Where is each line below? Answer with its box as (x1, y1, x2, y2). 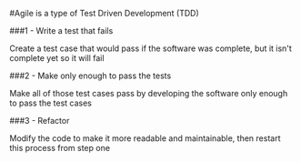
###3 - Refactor (9, 116, 70, 126)
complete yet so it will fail (9, 53, 105, 63)
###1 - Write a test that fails (9, 25, 114, 35)
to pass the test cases (9, 97, 93, 108)
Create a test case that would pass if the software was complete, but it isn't (9, 43, 293, 54)
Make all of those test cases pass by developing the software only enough (9, 88, 288, 98)
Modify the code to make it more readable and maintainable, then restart (9, 133, 281, 144)
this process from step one (9, 143, 111, 153)
